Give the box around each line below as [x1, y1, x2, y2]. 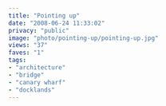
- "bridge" [8, 71, 45, 79]
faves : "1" [8, 49, 45, 57]
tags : [8, 57, 26, 65]
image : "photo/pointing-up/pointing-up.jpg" [8, 33, 159, 42]
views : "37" [8, 41, 48, 49]
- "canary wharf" [8, 78, 66, 86]
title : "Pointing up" [8, 11, 81, 20]
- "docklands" [8, 85, 56, 94]
